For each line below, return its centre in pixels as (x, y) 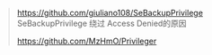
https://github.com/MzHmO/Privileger (87, 41)
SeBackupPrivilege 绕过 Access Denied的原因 (102, 23)
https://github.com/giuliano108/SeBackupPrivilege (110, 13)
